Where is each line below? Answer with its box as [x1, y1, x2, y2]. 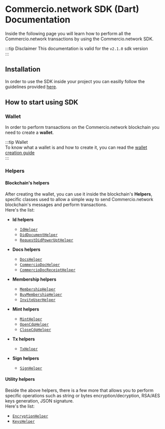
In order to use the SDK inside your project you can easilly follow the [5, 78, 145, 84]
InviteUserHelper [19, 297, 56, 302]
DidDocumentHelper [19, 232, 58, 237]
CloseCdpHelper [19, 327, 51, 332]
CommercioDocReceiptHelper [19, 267, 76, 272]
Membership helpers [12, 276, 56, 282]
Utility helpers [5, 376, 35, 382]
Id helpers [12, 216, 34, 222]
